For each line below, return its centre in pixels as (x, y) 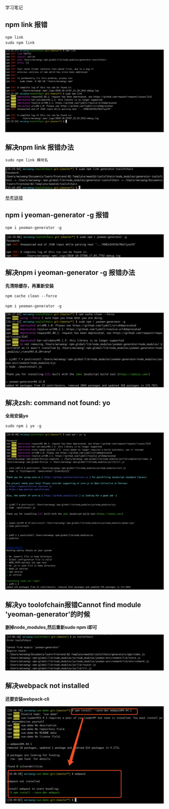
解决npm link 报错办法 (40, 148)
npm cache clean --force (31, 296)
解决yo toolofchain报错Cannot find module (73, 605)
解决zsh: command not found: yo (58, 402)
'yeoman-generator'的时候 (48, 614)
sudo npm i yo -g (23, 426)
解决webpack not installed (47, 686)
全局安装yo (17, 416)
